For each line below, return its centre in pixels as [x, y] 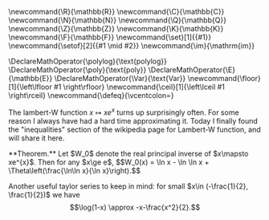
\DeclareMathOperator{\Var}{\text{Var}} [120, 78]
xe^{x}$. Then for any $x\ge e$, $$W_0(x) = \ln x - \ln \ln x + [109, 162]
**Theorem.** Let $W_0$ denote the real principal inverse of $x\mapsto [128, 153]
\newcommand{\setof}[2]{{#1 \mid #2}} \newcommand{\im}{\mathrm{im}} [132, 46]
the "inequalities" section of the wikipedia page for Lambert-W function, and [134, 129]
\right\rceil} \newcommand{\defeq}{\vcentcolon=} [91, 95]
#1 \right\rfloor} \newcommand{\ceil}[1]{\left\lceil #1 [139, 87]
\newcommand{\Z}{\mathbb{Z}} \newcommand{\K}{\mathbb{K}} [116, 29]
